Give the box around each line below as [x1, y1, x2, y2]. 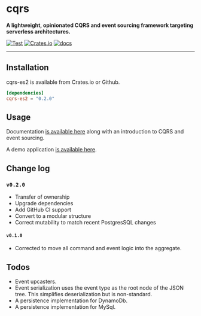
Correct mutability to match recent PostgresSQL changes [14, 219, 157, 226]
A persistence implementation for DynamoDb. [14, 297, 127, 304]
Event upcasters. [14, 278, 57, 285]
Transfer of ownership [14, 193, 70, 200]
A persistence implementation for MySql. [14, 303, 116, 311]
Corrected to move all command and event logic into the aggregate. [14, 245, 182, 252]
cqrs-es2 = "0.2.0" [6, 95, 55, 102]
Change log [6, 163, 50, 174]
